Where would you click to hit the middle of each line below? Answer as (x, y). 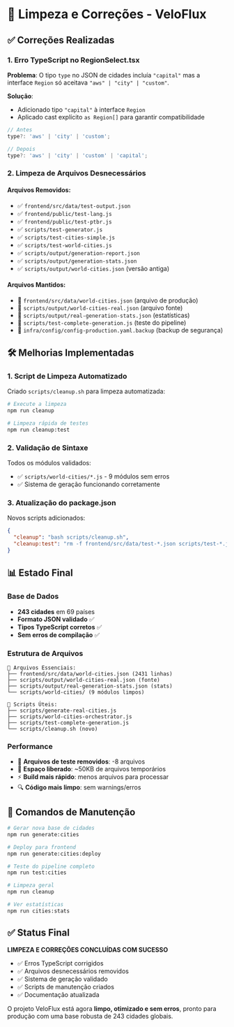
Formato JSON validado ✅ (56, 619)
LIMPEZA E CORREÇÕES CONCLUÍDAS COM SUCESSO (88, 949)
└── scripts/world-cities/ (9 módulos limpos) (76, 692)
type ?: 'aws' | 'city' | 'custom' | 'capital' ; (78, 155)
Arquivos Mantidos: (37, 285)
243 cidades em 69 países (56, 611)
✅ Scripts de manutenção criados (66, 986)
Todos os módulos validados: (49, 463)
